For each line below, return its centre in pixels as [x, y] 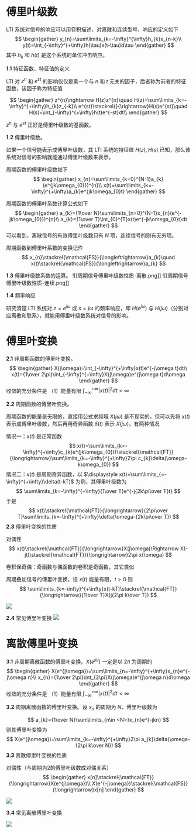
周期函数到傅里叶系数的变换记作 [44, 248]
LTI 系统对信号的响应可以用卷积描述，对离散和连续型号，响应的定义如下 [92, 29]
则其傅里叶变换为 [27, 729]
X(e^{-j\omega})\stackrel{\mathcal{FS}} [140, 783]
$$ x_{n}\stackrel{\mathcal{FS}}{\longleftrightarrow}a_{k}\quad [98, 258]
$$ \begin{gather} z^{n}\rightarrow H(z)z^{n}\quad [71, 100]
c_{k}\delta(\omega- [162, 458]
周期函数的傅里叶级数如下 [37, 170]
